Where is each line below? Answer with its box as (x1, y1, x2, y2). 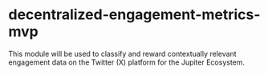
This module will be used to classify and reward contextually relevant (8, 49, 237, 58)
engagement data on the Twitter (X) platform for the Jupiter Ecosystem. (8, 57, 246, 67)
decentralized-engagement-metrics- (8, 6, 261, 24)
